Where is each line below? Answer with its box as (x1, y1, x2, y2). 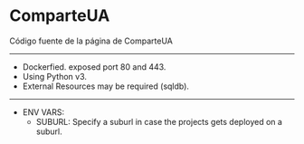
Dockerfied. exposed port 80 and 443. (22, 61, 166, 72)
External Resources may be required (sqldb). (22, 81, 190, 91)
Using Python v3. (22, 71, 88, 82)
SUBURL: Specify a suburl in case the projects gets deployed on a (35, 116, 283, 127)
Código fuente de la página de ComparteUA (9, 35, 174, 46)
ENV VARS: (22, 106, 65, 118)
